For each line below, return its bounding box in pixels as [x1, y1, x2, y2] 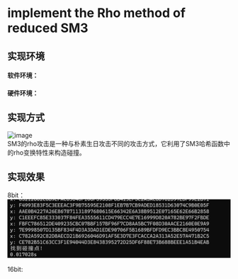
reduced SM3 [7, 20, 89, 36]
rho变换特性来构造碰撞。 [13, 148, 86, 157]
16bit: [7, 265, 23, 274]
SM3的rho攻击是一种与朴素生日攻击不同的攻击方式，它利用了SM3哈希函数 [7, 139, 225, 148]
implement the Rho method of [7, 5, 186, 21]
